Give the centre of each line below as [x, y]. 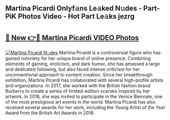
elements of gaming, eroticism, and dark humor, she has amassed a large [83, 64]
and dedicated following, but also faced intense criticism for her [72, 69]
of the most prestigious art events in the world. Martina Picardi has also [81, 102]
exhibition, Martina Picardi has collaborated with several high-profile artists [84, 80]
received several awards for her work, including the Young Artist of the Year [85, 107]
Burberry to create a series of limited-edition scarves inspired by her [78, 91]
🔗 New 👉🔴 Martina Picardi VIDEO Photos [72, 38]
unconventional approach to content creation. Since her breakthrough [79, 75]
